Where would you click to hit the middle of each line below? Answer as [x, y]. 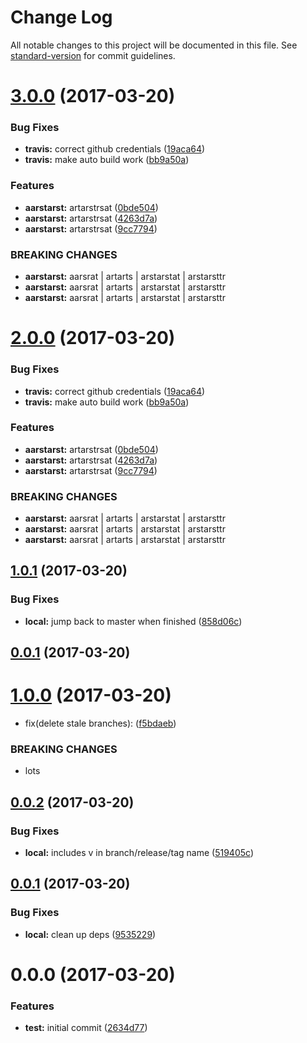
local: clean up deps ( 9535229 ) [90, 934]
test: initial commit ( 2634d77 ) [86, 1028]
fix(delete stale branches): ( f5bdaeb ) [100, 723]
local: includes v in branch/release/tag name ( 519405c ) [139, 853]
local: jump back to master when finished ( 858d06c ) [133, 621]
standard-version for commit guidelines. [93, 55]
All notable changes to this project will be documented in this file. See [154, 45]
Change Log [61, 17]
